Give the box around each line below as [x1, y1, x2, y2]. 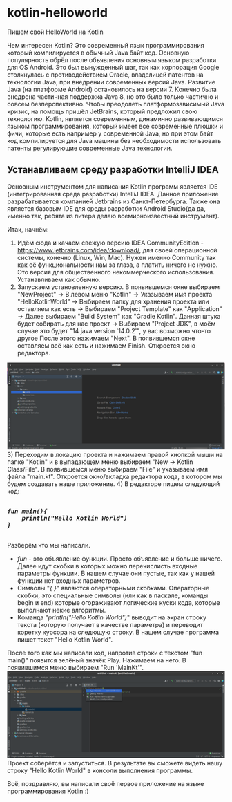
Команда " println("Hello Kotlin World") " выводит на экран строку [17, 613, 207, 622]
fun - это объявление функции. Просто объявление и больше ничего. [17, 554, 223, 563]
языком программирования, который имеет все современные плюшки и [7, 122, 224, 130]
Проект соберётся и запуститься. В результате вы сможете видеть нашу [7, 759, 223, 767]
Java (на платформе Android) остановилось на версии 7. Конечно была [7, 85, 217, 93]
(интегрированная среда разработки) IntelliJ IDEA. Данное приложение [7, 189, 219, 198]
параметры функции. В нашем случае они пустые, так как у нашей [17, 569, 215, 577]
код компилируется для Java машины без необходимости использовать [7, 136, 222, 144]
